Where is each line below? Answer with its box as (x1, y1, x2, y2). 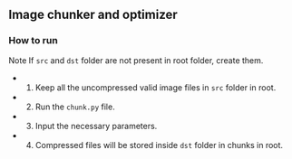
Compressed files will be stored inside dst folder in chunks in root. (34, 139, 283, 150)
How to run (8, 34, 58, 47)
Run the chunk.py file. (34, 101, 115, 112)
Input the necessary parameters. (34, 120, 158, 131)
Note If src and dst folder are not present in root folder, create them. (8, 54, 264, 66)
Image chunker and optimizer (8, 7, 178, 23)
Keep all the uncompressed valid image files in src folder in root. (34, 81, 277, 93)
